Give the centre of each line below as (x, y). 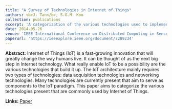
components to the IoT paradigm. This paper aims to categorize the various (85, 85)
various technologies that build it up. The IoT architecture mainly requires (82, 69)
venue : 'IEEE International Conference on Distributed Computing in (80, 34)
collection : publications (33, 19)
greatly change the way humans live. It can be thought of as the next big (82, 58)
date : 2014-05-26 (24, 29)
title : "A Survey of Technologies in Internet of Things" (68, 10)
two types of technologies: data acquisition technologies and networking (82, 75)
